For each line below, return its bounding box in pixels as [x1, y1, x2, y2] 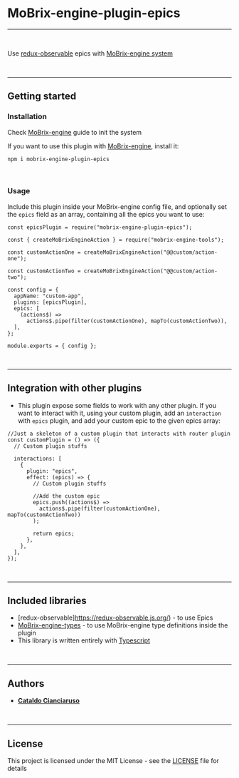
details [7, 764, 27, 773]
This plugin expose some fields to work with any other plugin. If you [17, 401, 217, 409]
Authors [7, 677, 45, 690]
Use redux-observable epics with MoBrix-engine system [7, 48, 173, 58]
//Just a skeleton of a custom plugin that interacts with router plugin [7, 430, 231, 437]
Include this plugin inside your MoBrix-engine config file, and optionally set [7, 202, 228, 211]
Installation [7, 112, 48, 122]
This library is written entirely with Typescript [17, 636, 151, 645]
